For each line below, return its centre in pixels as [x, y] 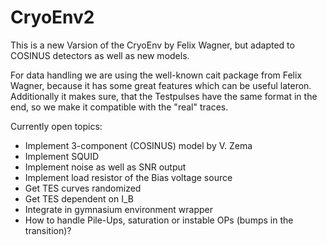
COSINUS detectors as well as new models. [100, 55]
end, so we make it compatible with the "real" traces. [119, 107]
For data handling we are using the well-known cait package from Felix [156, 75]
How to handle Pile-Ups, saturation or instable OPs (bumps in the [159, 220]
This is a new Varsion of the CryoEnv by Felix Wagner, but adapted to [152, 45]
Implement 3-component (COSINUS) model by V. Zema [138, 145]
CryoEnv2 [52, 17]
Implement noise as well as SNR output [105, 167]
